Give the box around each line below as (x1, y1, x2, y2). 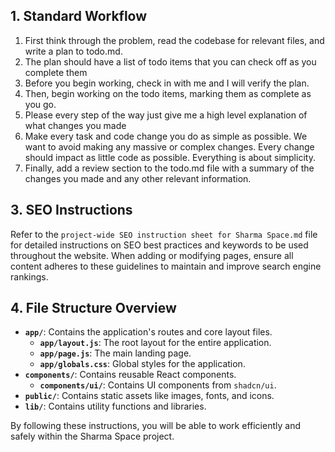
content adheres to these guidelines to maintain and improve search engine (10, 260, 322, 272)
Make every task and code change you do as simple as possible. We (24, 130, 308, 142)
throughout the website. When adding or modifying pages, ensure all (10, 249, 294, 261)
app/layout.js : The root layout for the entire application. (39, 337, 272, 349)
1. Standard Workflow (10, 8, 148, 25)
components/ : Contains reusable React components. (24, 369, 237, 381)
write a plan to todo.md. (24, 45, 123, 57)
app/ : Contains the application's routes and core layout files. (24, 326, 273, 338)
